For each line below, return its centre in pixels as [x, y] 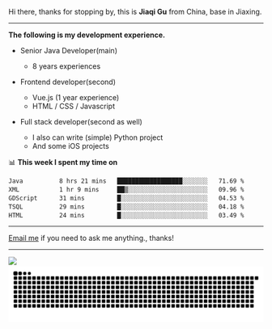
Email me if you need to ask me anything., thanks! [91, 238]
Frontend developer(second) [68, 82]
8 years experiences [66, 66]
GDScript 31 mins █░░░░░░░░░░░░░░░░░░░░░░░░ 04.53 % [126, 198]
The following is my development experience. [87, 35]
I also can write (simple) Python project [98, 137]
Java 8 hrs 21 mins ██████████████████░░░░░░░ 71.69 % [126, 181]
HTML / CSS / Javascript [74, 106]
